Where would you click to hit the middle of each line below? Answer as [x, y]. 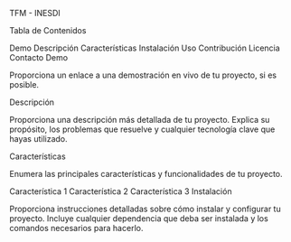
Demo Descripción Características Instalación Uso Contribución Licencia [145, 48]
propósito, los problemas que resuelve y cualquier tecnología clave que [142, 129]
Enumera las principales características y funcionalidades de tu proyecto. [146, 174]
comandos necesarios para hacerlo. [76, 228]
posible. [24, 84]
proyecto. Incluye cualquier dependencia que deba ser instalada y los [139, 219]
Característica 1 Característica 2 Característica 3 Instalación [121, 191]
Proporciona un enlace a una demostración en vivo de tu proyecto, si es [143, 75]
